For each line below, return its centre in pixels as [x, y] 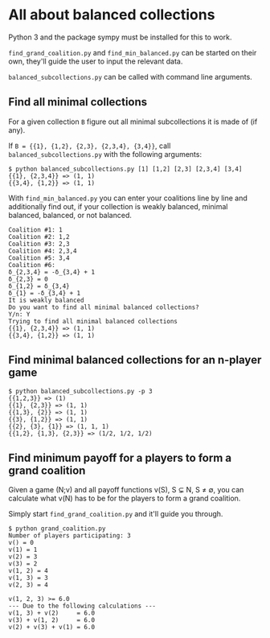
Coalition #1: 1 [35, 230]
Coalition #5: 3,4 [39, 258]
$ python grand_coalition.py [57, 529]
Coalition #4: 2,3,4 [43, 251]
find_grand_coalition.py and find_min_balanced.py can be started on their [133, 52]
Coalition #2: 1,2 [39, 237]
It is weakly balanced [46, 300]
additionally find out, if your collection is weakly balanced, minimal [118, 206]
